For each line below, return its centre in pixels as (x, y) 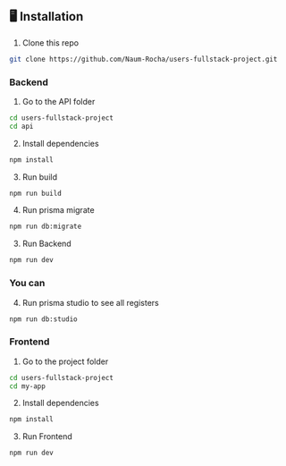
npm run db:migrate (46, 227)
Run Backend (46, 244)
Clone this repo (50, 42)
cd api (21, 126)
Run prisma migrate (59, 210)
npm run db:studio (43, 319)
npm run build (36, 193)
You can (27, 284)
